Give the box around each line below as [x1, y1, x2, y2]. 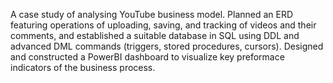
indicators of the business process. [10, 62, 156, 73]
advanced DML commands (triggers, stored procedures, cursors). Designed [10, 40, 324, 52]
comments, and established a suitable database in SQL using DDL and [10, 30, 300, 41]
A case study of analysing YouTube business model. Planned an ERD [10, 9, 294, 20]
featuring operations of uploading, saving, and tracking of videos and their [10, 19, 317, 31]
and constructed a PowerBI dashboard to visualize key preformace [10, 51, 285, 63]
